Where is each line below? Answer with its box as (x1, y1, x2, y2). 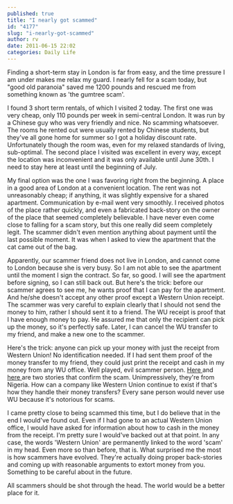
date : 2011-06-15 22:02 (7, 42, 76, 49)
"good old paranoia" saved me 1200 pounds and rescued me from (7, 83, 196, 91)
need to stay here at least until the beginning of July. (7, 163, 157, 171)
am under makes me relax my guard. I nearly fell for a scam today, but (7, 75, 207, 83)
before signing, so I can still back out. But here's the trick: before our (7, 278, 203, 286)
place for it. (7, 488, 40, 497)
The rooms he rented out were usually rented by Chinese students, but (7, 126, 209, 134)
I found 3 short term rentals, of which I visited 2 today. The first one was (7, 104, 214, 112)
